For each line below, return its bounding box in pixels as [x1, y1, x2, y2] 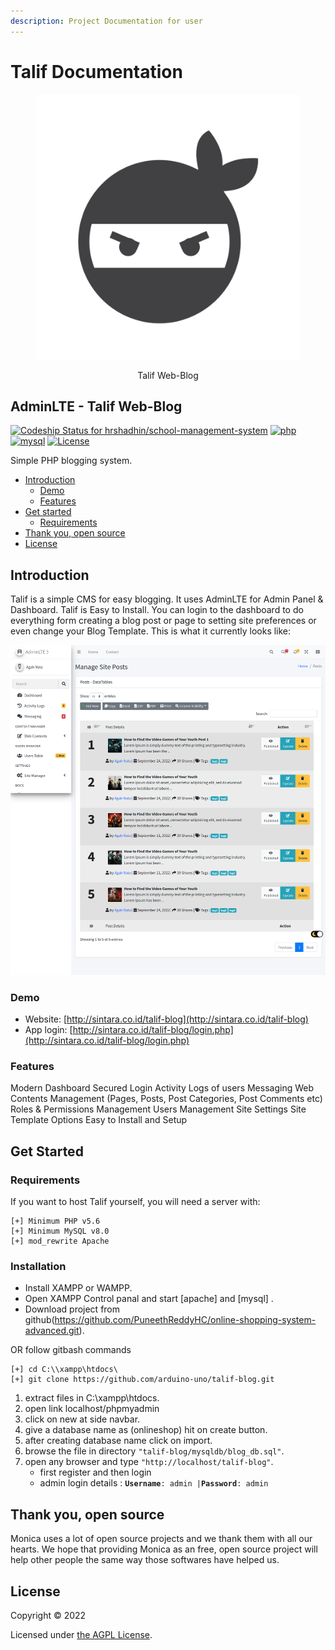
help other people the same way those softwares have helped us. [10, 1554, 280, 1566]
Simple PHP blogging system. [10, 455, 133, 467]
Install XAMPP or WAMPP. [24, 1282, 133, 1294]
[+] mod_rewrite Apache [10, 1236, 110, 1247]
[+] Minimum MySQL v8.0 [10, 1226, 110, 1237]
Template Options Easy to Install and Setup [10, 1114, 188, 1126]
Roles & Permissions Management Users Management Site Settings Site [10, 1103, 307, 1115]
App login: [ [24, 1024, 73, 1036]
